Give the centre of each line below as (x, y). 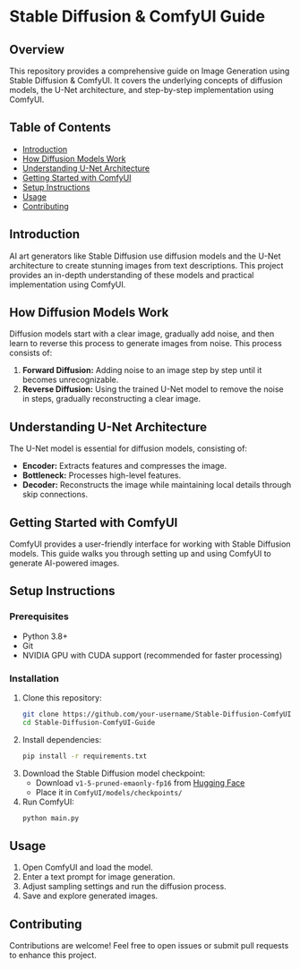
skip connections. (55, 495)
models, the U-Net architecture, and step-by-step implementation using (142, 90)
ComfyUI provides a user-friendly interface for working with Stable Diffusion (150, 544)
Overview (37, 50)
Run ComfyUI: (48, 802)
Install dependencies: (62, 739)
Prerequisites (39, 616)
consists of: (31, 353)
